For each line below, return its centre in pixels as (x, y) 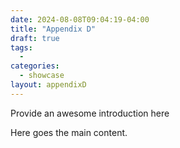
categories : (35, 66)
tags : (21, 47)
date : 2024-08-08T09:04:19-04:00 (80, 19)
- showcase (42, 76)
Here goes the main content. (69, 132)
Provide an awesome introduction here (90, 113)
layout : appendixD (48, 85)
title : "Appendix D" (53, 29)
